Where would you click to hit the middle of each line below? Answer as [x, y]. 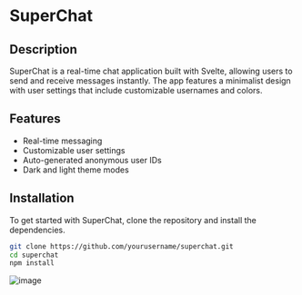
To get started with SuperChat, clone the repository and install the [133, 220]
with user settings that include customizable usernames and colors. [136, 90]
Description [43, 49]
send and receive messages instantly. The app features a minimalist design [150, 81]
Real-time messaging [62, 141]
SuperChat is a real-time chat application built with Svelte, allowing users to [151, 71]
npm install [32, 263]
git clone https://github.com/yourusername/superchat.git [121, 246]
